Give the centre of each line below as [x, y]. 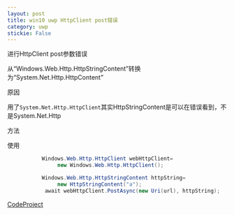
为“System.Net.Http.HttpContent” [55, 77]
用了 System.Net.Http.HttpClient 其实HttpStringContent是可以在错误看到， [114, 107]
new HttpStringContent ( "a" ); [99, 184]
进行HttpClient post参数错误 [47, 54]
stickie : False [29, 33]
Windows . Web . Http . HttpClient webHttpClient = [107, 159]
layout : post [26, 14]
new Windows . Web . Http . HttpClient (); [110, 165]
